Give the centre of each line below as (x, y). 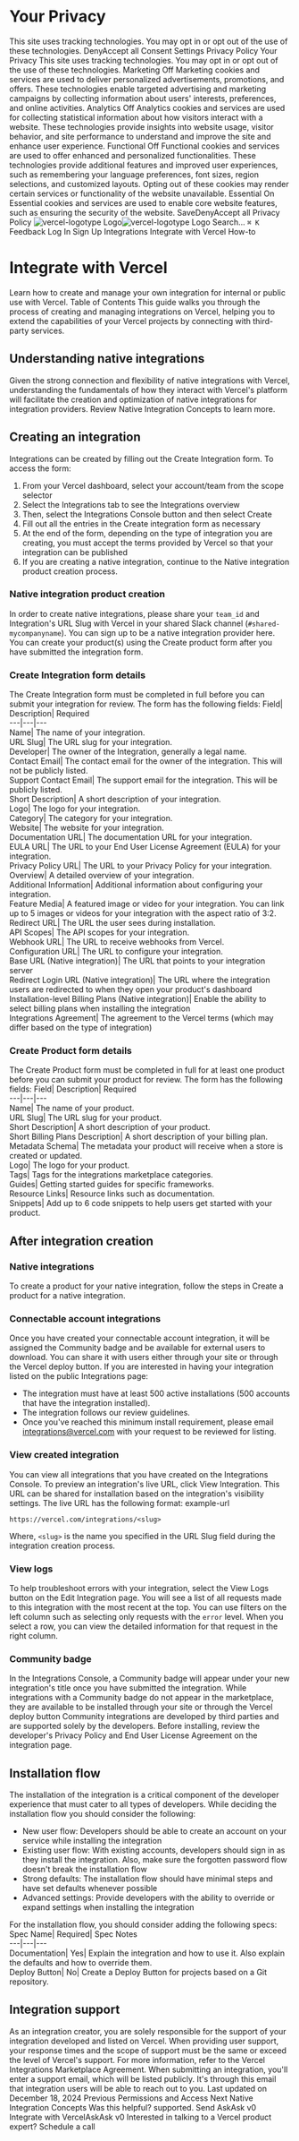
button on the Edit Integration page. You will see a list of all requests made (146, 1597)
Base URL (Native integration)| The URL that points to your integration (137, 961)
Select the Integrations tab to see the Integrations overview (131, 504)
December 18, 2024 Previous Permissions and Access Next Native (131, 2098)
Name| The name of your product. (72, 1109)
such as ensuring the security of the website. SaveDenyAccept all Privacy (145, 212)
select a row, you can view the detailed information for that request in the (144, 1626)
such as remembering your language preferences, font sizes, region (134, 174)
